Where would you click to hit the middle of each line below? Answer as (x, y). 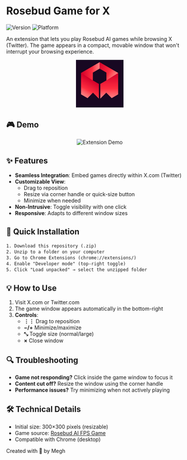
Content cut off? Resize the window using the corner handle (89, 384)
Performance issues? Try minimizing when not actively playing (92, 390)
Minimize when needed (52, 200)
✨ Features (27, 161)
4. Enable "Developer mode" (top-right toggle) (66, 264)
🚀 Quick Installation (43, 231)
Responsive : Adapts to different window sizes (71, 213)
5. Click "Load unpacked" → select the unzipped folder (77, 270)
